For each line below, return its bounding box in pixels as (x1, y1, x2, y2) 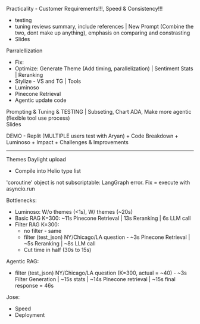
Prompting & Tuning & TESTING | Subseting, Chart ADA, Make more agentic (6, 108, 192, 115)
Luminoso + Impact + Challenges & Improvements (6, 139, 129, 145)
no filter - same (23, 228, 62, 234)
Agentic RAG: (6, 258, 39, 264)
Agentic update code (14, 96, 67, 104)
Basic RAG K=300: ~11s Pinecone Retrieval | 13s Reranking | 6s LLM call (14, 214, 191, 222)
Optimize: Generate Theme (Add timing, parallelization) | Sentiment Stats (14, 65, 193, 72)
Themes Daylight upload (6, 156, 67, 163)
